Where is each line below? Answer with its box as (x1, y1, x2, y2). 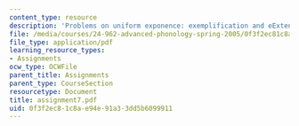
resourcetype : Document (9, 87, 98, 96)
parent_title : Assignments (9, 71, 109, 80)
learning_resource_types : (9, 46, 105, 55)
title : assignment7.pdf (9, 95, 98, 105)
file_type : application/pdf (9, 37, 114, 47)
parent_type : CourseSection (9, 79, 114, 88)
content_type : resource (9, 12, 98, 22)
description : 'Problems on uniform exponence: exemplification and (9, 21, 265, 30)
